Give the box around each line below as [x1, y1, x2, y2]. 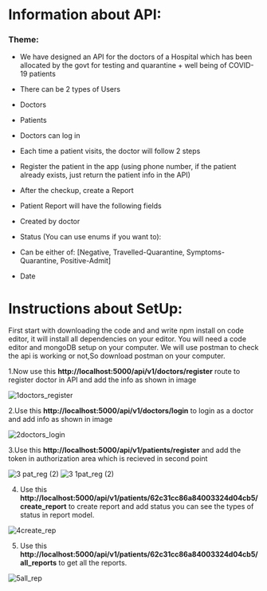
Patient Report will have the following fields [19, 201, 162, 211]
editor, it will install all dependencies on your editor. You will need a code [8, 334, 247, 344]
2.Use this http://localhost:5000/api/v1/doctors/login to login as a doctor [8, 406, 254, 416]
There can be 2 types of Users [19, 85, 121, 94]
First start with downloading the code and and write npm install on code [8, 325, 245, 336]
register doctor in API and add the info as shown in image [8, 375, 197, 384]
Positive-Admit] [60, 256, 112, 266]
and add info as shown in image [8, 415, 113, 424]
